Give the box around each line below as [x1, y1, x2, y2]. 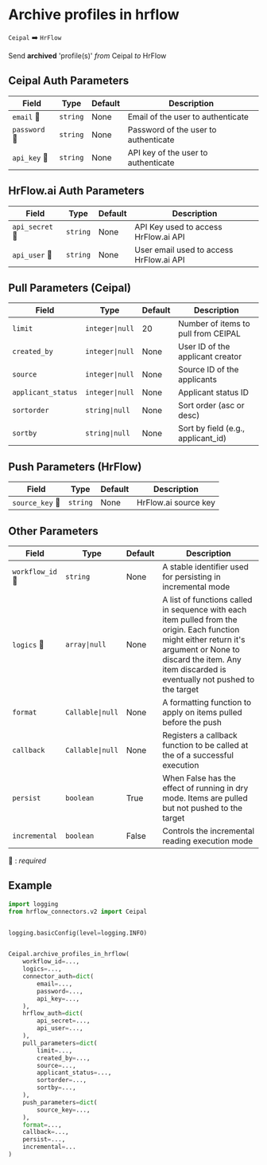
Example [8, 879, 52, 892]
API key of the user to [127, 147, 208, 158]
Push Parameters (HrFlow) [8, 460, 142, 474]
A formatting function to [162, 697, 252, 707]
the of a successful [162, 750, 234, 761]
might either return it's [162, 634, 246, 645]
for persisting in [162, 572, 221, 582]
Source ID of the [178, 364, 239, 376]
